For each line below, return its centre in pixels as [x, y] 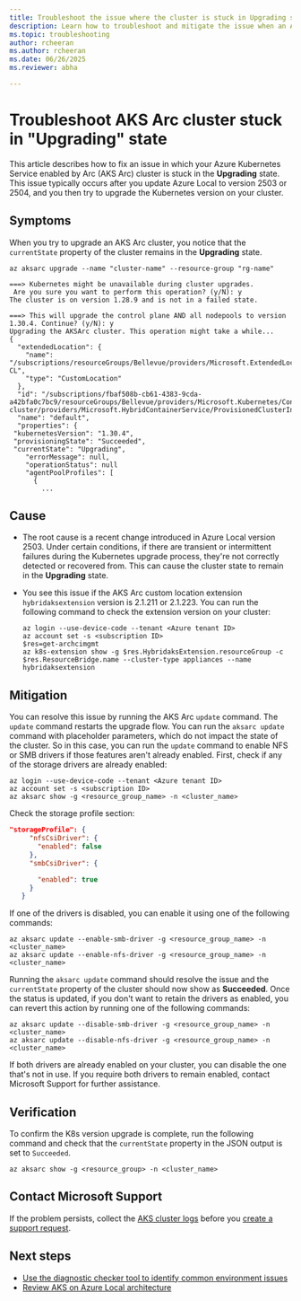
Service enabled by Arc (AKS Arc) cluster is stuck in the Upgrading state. [145, 173]
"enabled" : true [68, 879]
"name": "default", [54, 418]
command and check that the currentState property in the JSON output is [146, 1143]
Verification [43, 1112]
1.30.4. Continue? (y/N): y [62, 323]
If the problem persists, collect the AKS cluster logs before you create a [141, 1218]
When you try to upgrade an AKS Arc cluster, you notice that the [128, 242]
